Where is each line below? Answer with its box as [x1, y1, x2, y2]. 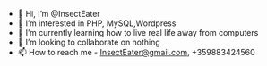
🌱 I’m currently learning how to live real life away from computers [17, 28, 259, 37]
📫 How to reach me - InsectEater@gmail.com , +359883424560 [17, 47, 255, 57]
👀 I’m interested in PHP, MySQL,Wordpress [17, 18, 177, 29]
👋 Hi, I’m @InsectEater [17, 9, 100, 19]
